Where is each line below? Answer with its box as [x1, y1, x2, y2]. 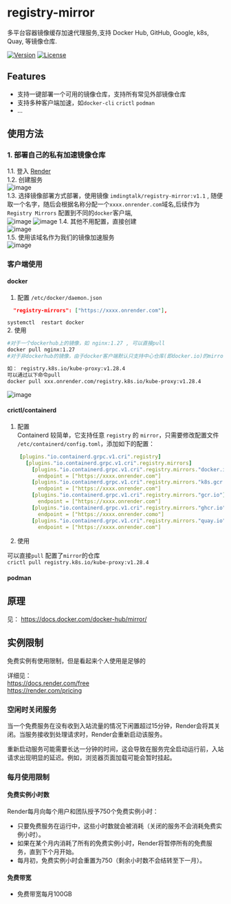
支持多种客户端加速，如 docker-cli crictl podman [16, 98, 155, 107]
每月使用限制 [7, 772, 50, 782]
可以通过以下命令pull [7, 372, 60, 378]
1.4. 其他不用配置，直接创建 [58, 217, 137, 226]
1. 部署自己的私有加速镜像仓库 [7, 150, 106, 160]
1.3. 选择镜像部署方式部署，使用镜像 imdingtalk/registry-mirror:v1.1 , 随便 [7, 191, 223, 200]
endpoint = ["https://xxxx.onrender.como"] [37, 510, 165, 517]
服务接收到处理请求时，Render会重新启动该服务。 [25, 730, 166, 738]
